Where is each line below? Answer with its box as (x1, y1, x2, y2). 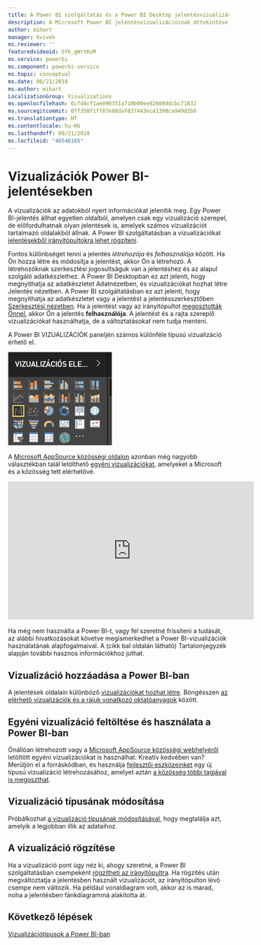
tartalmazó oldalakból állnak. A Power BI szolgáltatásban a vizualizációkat (8, 229, 221, 237)
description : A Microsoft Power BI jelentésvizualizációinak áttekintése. (8, 18, 232, 26)
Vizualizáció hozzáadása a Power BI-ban (8, 669, 190, 681)
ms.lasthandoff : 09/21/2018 (8, 130, 91, 137)
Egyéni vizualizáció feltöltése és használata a (8, 716, 211, 728)
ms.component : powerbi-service (8, 63, 100, 70)
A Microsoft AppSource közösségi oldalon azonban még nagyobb (8, 453, 198, 461)
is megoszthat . (8, 776, 51, 784)
